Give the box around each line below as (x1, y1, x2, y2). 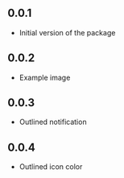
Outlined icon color (19, 162, 83, 172)
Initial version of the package (19, 27, 116, 37)
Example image (19, 72, 71, 82)
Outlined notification (19, 117, 87, 127)
